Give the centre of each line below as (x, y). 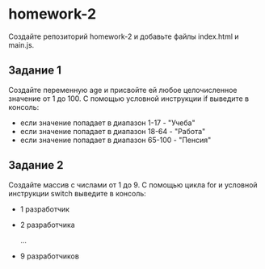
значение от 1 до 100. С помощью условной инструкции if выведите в (128, 99)
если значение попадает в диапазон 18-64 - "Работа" (113, 131)
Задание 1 (35, 71)
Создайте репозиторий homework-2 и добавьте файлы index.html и (124, 36)
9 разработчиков (49, 256)
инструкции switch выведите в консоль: (78, 193)
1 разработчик (45, 209)
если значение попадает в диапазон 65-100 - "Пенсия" (116, 140)
